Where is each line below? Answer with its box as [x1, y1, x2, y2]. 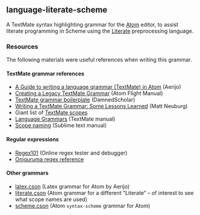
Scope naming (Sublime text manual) [14, 122, 107, 129]
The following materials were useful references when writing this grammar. [6, 56, 192, 63]
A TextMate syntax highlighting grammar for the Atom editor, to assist [6, 21, 179, 28]
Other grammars [6, 169, 49, 177]
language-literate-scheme [6, 5, 108, 15]
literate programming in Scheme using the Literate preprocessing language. [6, 27, 194, 34]
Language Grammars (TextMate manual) [14, 115, 116, 123]
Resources [6, 42, 39, 51]
